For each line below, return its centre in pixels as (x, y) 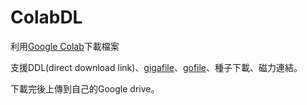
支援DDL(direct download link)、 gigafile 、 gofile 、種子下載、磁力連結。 (156, 67)
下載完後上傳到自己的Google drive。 (85, 88)
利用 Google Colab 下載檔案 (65, 46)
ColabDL (46, 17)
